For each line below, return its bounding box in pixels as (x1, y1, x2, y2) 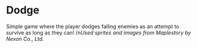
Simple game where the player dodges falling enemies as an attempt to (6, 23, 179, 30)
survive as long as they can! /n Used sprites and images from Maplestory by (6, 29, 191, 36)
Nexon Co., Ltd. (6, 35, 44, 42)
